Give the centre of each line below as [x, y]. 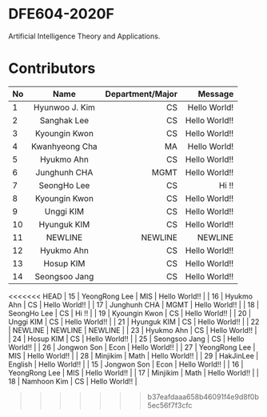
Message [216, 94]
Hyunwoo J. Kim [64, 107]
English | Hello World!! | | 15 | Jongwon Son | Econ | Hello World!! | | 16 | [126, 364]
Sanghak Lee [64, 120]
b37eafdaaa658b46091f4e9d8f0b [203, 396]
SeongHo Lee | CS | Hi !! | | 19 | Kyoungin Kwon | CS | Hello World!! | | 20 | [130, 313]
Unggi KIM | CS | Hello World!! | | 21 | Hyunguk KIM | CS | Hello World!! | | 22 [134, 322]
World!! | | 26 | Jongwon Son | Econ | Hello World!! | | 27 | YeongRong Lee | [132, 347]
